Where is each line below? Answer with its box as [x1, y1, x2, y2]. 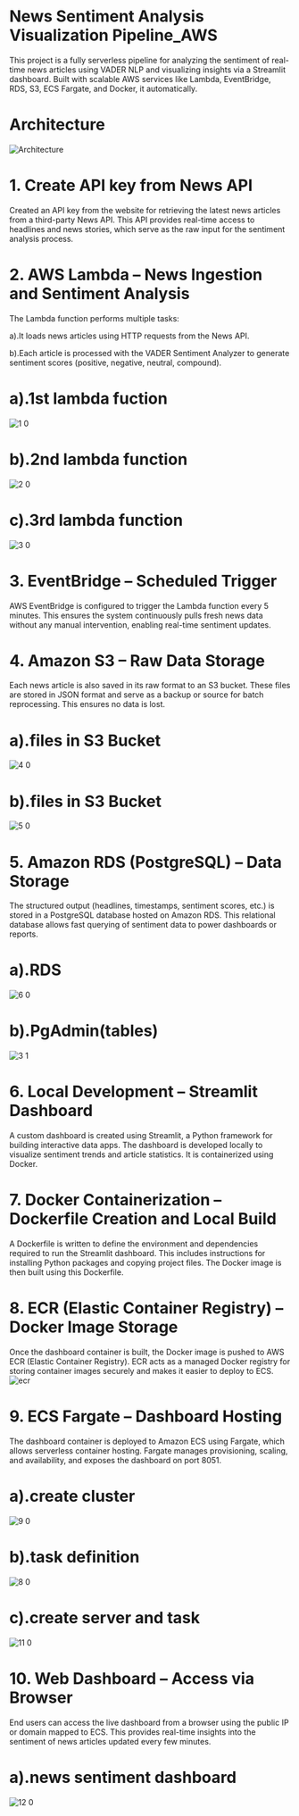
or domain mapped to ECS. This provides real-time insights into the [9, 1726, 256, 1737]
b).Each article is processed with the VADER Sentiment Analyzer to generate [9, 347, 290, 358]
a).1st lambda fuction [9, 388, 168, 408]
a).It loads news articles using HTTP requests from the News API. [9, 330, 250, 341]
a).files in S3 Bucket [9, 730, 162, 751]
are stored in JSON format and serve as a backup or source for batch [9, 689, 264, 700]
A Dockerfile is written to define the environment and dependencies [9, 1238, 259, 1249]
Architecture [9, 114, 105, 135]
